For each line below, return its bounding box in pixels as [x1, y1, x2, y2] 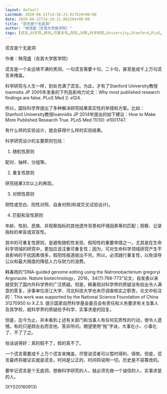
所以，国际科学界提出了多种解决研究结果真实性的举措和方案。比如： [5, 105, 145, 111]
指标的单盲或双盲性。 [5, 229, 49, 235]
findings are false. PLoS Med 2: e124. [5, 95, 82, 100]
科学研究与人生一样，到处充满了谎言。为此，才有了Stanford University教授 [5, 83, 158, 89]
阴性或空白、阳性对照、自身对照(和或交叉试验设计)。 [5, 202, 113, 207]
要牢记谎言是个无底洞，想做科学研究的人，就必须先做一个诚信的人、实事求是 [5, 368, 162, 374]
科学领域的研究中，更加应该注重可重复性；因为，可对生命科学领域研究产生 [5, 246, 158, 252]
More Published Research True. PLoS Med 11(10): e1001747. [5, 117, 127, 123]
